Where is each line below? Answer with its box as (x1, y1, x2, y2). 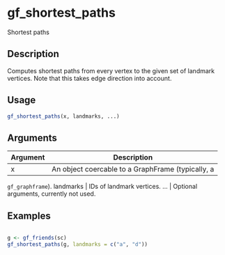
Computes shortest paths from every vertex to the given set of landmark (7, 66, 215, 75)
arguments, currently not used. (7, 190, 96, 198)
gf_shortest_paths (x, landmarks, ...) (7, 113, 120, 120)
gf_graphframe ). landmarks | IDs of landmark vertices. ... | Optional (7, 183, 198, 191)
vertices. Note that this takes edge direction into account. (7, 74, 172, 82)
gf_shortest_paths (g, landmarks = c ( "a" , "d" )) (7, 240, 148, 248)
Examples (7, 210, 51, 222)
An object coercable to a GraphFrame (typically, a (52, 164, 215, 174)
